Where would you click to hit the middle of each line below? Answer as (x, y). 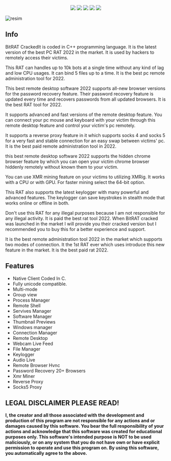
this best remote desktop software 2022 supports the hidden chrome (78, 156)
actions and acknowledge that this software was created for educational (84, 431)
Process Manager (31, 300)
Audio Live (24, 360)
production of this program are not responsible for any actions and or (80, 421)
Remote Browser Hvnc (36, 365)
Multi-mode (25, 289)
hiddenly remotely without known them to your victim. (62, 167)
